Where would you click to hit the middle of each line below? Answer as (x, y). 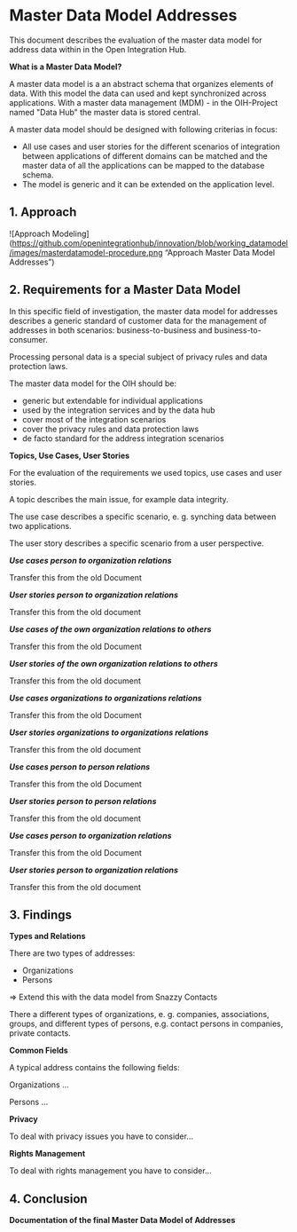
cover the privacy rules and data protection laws (110, 429)
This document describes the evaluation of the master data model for (136, 40)
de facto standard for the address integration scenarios (123, 438)
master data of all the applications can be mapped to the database (143, 165)
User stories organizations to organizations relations (109, 732)
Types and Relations (47, 936)
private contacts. (40, 1033)
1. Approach (43, 213)
